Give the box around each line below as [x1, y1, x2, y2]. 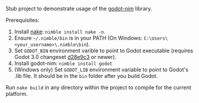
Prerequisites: [5, 17, 40, 23]
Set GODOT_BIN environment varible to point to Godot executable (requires [14, 47, 194, 54]
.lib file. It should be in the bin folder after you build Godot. [14, 73, 158, 79]
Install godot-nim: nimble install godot [14, 60, 113, 67]
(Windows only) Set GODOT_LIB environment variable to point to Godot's [14, 66, 189, 73]
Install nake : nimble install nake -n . [14, 28, 105, 35]
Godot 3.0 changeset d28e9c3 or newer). [14, 54, 117, 60]
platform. [5, 90, 28, 97]
